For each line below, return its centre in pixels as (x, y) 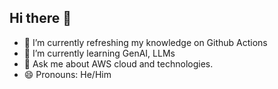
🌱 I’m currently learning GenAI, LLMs (99, 53)
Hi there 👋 (40, 18)
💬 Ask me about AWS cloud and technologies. (118, 63)
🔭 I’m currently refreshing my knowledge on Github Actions (145, 42)
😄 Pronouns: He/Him (67, 74)
